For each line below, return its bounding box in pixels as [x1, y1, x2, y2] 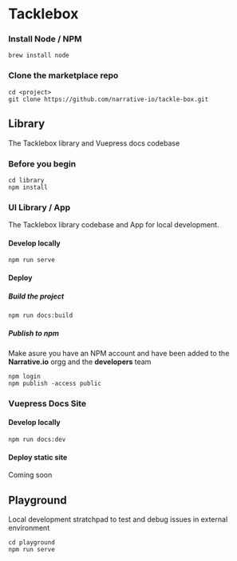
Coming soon [8, 470, 53, 480]
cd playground [8, 539, 56, 547]
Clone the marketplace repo [8, 70, 119, 81]
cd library [8, 176, 45, 184]
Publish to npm [8, 328, 60, 338]
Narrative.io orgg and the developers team [8, 357, 152, 367]
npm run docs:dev [8, 435, 66, 444]
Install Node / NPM [8, 34, 82, 45]
